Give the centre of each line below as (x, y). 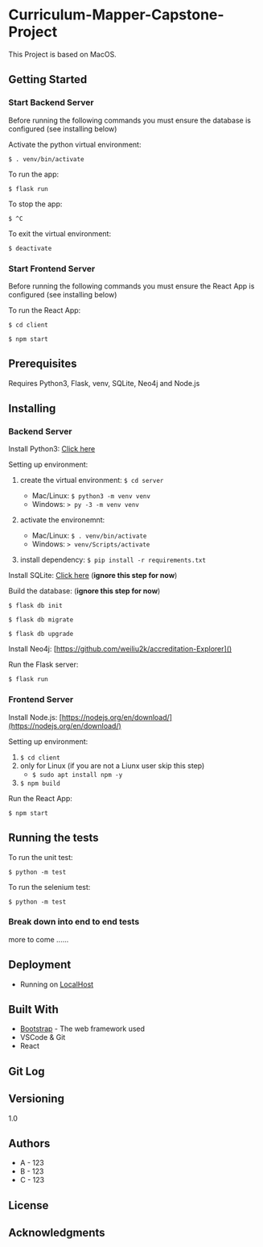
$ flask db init (35, 606)
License (29, 1205)
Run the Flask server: (43, 665)
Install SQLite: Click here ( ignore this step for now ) (93, 576)
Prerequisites (43, 364)
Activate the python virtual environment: (75, 144)
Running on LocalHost (57, 984)
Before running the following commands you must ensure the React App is (131, 286)
